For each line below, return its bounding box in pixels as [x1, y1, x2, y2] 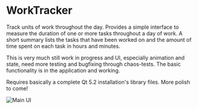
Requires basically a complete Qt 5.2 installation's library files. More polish [6, 78, 190, 86]
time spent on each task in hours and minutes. [6, 43, 121, 50]
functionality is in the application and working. [6, 66, 120, 74]
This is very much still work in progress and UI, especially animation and [6, 54, 185, 61]
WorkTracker [6, 4, 73, 17]
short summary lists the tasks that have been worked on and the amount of [6, 36, 192, 43]
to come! [6, 84, 28, 92]
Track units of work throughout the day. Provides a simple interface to [6, 23, 179, 31]
